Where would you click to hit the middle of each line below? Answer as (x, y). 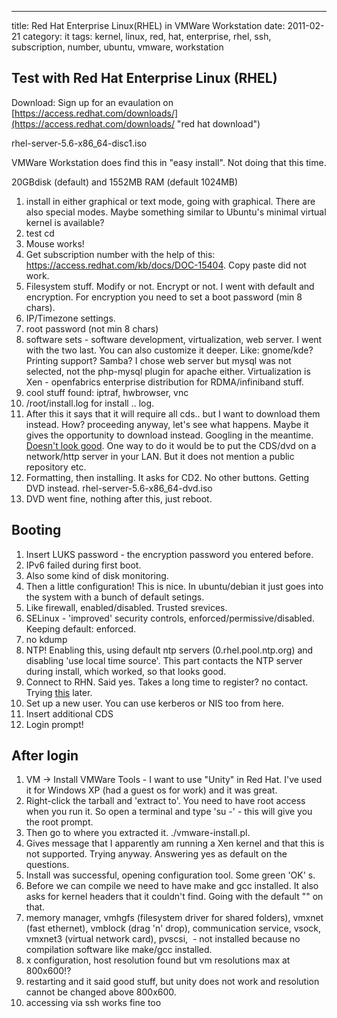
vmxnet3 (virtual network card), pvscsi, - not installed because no (163, 939)
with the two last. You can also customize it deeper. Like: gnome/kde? (169, 350)
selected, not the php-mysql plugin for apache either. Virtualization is (168, 371)
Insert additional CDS (69, 713)
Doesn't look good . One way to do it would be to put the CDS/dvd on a (171, 445)
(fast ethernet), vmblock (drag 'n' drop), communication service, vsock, (173, 928)
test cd (40, 233)
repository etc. (56, 467)
